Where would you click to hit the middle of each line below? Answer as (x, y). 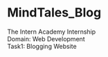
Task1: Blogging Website (42, 46)
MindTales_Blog (54, 13)
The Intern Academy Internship (52, 32)
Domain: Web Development (46, 38)
